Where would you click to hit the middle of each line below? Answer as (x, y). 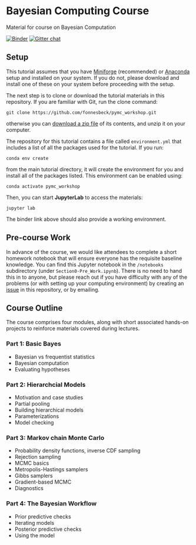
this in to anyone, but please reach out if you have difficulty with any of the (97, 277)
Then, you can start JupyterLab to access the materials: (74, 197)
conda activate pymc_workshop (43, 186)
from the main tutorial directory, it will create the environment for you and (95, 169)
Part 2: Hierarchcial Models (46, 384)
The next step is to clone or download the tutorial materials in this (85, 95)
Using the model (34, 535)
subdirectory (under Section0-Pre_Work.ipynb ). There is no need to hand (94, 270)
